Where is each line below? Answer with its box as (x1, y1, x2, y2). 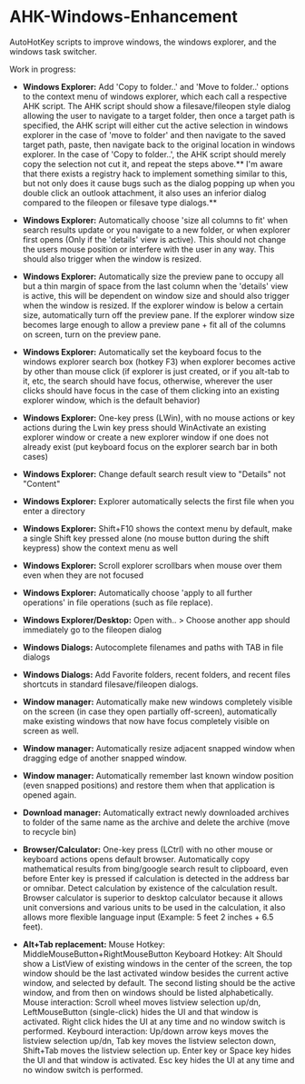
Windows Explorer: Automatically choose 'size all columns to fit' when (22, 214, 289, 225)
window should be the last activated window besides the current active (22, 968, 289, 979)
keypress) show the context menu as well (22, 542, 179, 553)
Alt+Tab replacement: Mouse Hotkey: (22, 939, 166, 950)
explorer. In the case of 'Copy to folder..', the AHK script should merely (22, 148, 287, 160)
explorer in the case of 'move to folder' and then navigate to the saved (22, 129, 286, 140)
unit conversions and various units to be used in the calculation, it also (22, 901, 286, 912)
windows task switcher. (9, 45, 97, 56)
